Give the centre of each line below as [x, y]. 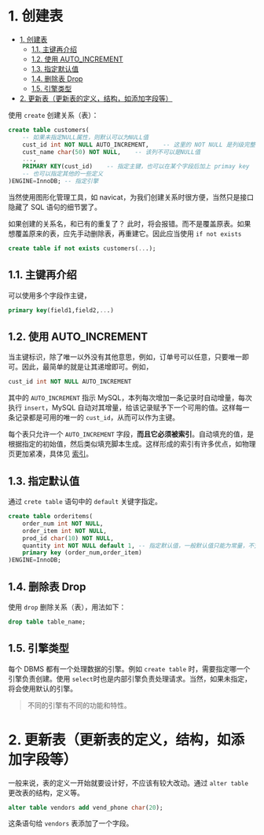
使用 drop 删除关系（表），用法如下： [67, 607]
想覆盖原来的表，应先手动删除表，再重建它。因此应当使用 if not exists [125, 234]
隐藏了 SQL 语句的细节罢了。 [55, 207]
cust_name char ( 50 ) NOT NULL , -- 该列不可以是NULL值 [112, 152]
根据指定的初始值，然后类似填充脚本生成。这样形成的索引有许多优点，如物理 [132, 444]
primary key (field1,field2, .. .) [61, 310]
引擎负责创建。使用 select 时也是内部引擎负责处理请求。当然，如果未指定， [130, 679]
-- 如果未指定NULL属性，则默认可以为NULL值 [86, 137]
